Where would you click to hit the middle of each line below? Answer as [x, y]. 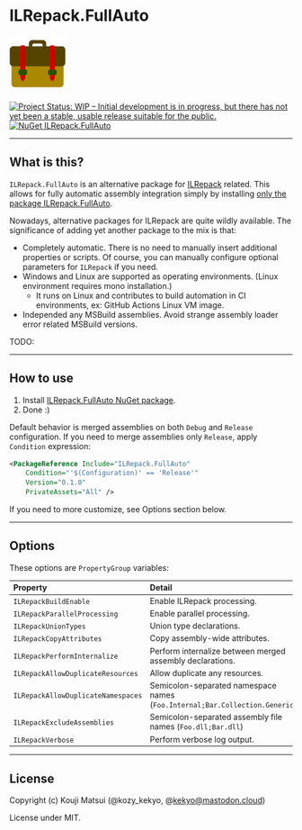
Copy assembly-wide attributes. [209, 638]
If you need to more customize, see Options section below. [118, 510]
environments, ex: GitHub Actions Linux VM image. [130, 305]
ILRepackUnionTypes [49, 627]
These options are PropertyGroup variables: [89, 567]
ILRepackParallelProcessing [66, 614]
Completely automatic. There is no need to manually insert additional [150, 248]
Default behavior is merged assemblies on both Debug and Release [131, 427]
